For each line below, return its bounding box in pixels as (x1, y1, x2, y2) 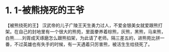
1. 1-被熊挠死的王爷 (5, 5, 85, 16)
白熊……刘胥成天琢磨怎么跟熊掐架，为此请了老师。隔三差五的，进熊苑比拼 (5, 35, 160, 41)
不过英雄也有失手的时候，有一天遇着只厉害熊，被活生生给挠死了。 (14, 41, 153, 47)
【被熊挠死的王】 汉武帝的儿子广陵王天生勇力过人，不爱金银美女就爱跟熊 (5, 22, 158, 28)
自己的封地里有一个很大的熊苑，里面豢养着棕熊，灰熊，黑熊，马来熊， (18, 28, 166, 34)
